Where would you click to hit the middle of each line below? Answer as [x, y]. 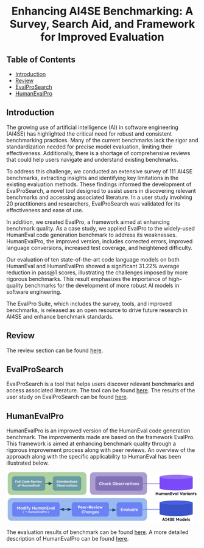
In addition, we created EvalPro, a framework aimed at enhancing [88, 222]
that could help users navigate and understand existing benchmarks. [92, 159]
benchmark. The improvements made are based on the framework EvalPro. [100, 437]
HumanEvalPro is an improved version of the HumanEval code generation [98, 431]
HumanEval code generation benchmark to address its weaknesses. [92, 235]
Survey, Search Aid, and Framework [102, 24]
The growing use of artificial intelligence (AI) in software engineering [92, 127]
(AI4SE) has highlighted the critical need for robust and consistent [89, 134]
